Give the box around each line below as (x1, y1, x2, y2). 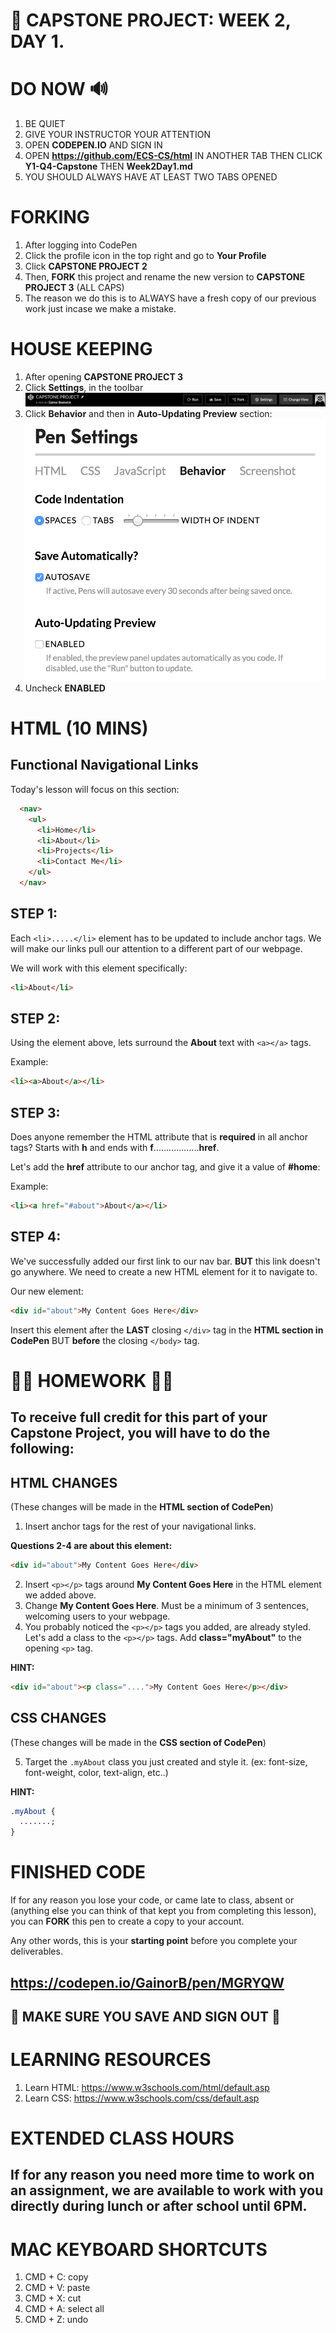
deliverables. (10, 1945, 63, 1958)
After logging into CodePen (24, 239, 138, 251)
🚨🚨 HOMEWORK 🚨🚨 (10, 1369, 174, 1392)
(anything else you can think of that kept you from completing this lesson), (10, 1905, 317, 1917)
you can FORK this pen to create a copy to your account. (10, 1915, 245, 1928)
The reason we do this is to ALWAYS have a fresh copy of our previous (24, 292, 317, 304)
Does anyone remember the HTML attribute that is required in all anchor (10, 1131, 308, 1143)
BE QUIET (24, 118, 66, 130)
